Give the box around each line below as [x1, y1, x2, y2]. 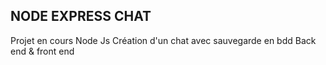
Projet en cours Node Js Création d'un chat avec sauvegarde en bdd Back [10, 34, 317, 46]
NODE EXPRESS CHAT [10, 8, 152, 25]
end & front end [10, 45, 75, 57]
